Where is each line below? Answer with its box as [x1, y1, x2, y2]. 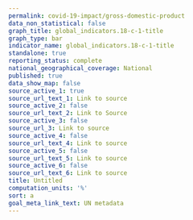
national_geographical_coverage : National [8, 64, 153, 73]
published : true [8, 72, 63, 80]
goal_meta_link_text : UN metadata [8, 199, 125, 207]
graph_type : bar [8, 34, 63, 43]
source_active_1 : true [8, 86, 84, 95]
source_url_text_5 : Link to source [8, 154, 128, 162]
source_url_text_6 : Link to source [8, 169, 128, 177]
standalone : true [8, 49, 67, 57]
